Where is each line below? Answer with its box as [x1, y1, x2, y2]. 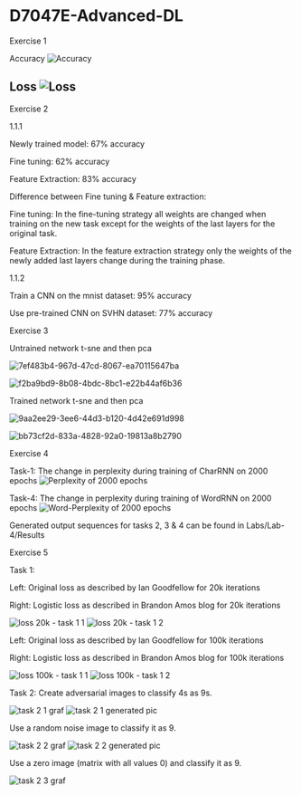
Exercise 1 [9, 35, 47, 46]
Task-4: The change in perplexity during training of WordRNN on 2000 [9, 493, 272, 503]
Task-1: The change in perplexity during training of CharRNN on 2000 [9, 465, 268, 476]
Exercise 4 [9, 447, 49, 458]
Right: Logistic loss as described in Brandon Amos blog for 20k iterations [9, 599, 281, 610]
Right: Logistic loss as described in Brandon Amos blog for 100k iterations [9, 652, 285, 663]
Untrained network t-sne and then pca [9, 342, 152, 353]
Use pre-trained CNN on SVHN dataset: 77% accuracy [9, 307, 213, 318]
